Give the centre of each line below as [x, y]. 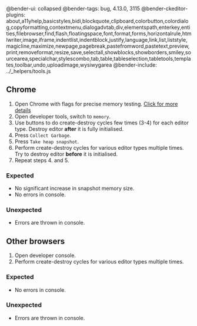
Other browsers [36, 241]
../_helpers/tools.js [29, 71]
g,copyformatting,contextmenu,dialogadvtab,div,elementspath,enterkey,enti [98, 27]
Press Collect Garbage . [43, 135]
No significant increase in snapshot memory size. [74, 189]
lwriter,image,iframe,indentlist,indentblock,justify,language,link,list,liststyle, [97, 40]
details [23, 110]
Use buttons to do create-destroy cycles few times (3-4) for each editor [102, 123]
